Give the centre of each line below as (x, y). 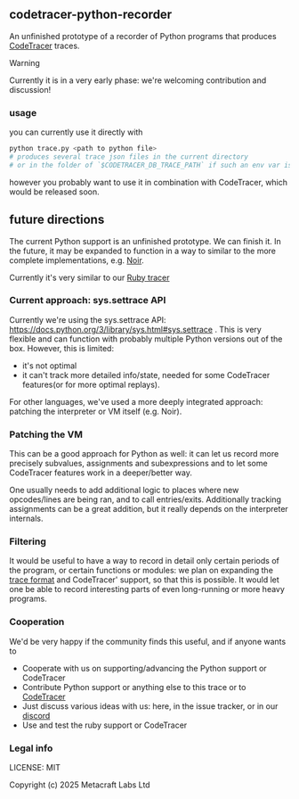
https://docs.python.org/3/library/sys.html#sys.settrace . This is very (136, 329)
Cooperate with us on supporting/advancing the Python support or (144, 668)
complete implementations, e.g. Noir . (77, 260)
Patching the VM (46, 434)
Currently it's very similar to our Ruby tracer (89, 277)
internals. (26, 519)
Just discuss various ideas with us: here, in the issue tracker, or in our (150, 706)
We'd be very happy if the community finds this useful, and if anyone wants (148, 641)
